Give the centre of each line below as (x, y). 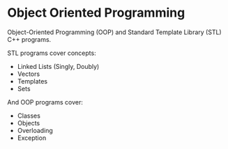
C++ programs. (29, 39)
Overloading (35, 130)
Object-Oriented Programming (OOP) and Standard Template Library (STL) (114, 32)
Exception (32, 138)
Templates (32, 81)
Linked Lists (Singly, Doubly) (58, 66)
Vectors (29, 74)
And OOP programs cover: (45, 102)
